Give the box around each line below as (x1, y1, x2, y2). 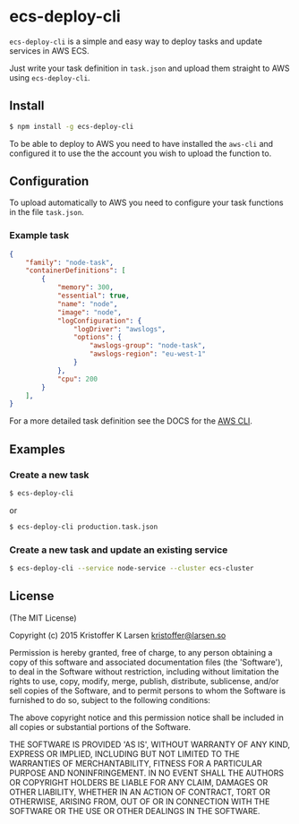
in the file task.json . (9, 207, 85, 218)
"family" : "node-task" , (25, 258, 115, 267)
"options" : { (73, 333, 123, 342)
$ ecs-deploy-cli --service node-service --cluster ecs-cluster (9, 564, 254, 573)
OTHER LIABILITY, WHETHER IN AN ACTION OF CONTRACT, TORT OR (9, 786, 270, 797)
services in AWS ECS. (9, 45, 90, 56)
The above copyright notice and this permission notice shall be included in (9, 712, 284, 723)
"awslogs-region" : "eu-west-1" (89, 349, 206, 359)
